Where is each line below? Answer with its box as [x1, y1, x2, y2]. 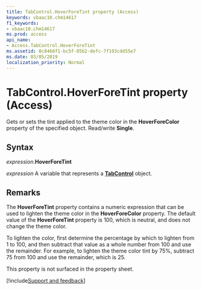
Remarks [6, 187, 41, 198]
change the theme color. [6, 223, 68, 230]
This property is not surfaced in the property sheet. [6, 265, 134, 272]
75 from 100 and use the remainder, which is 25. [6, 254, 126, 261]
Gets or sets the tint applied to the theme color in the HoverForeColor [6, 118, 180, 126]
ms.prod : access [6, 31, 47, 37]
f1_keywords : [6, 20, 39, 26]
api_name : [6, 37, 31, 43]
